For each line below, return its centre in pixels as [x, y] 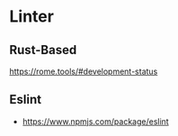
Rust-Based [43, 50]
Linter [31, 17]
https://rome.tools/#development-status [84, 71]
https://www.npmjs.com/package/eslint [95, 121]
